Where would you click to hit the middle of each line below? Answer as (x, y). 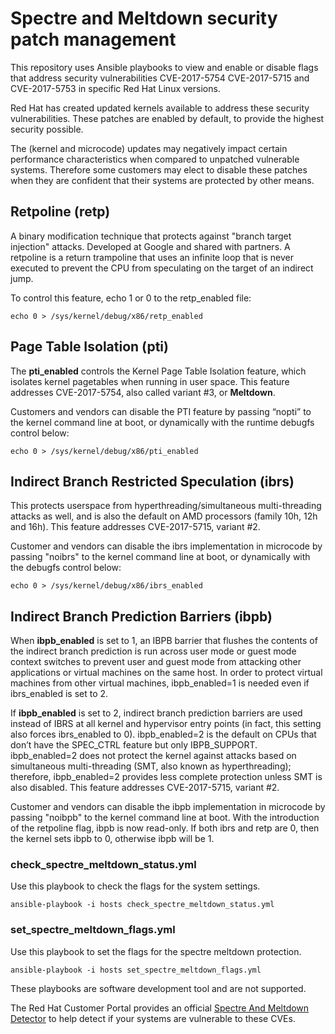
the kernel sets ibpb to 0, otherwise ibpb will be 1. (112, 839)
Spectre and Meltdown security (144, 18)
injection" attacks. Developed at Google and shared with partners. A (150, 246)
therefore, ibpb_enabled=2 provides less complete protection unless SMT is (166, 777)
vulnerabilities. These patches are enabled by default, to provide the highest (167, 118)
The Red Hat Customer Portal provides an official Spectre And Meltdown (160, 1008)
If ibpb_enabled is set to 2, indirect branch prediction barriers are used (156, 713)
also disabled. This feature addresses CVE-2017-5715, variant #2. (145, 788)
